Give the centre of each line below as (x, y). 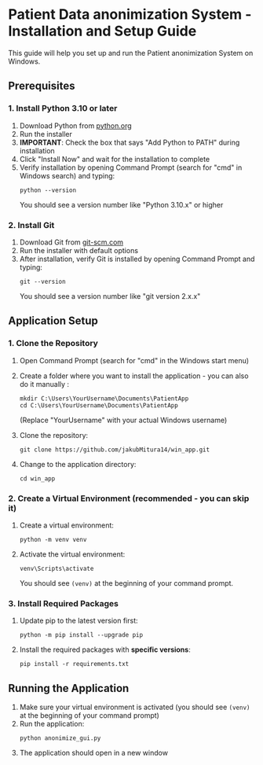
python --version (48, 190)
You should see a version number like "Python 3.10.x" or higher (121, 204)
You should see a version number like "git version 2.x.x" (110, 296)
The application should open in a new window (94, 753)
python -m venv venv (53, 539)
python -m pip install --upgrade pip (81, 635)
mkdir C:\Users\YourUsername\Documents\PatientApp (104, 399)
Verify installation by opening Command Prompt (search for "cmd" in (131, 167)
